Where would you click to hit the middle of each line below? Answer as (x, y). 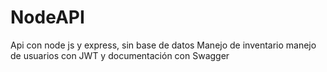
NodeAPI (47, 17)
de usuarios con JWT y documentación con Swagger (120, 55)
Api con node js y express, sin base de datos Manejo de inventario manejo (163, 45)
